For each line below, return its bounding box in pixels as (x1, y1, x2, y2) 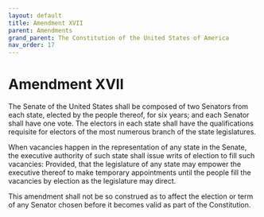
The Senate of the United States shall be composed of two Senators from (8, 102, 249, 111)
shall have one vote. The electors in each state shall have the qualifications (8, 118, 254, 128)
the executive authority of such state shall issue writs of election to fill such (8, 151, 255, 161)
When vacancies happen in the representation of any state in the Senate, (8, 142, 247, 152)
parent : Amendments (8, 26, 73, 34)
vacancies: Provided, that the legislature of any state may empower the (8, 160, 241, 169)
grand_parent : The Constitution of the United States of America (8, 33, 229, 42)
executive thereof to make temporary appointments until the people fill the (8, 168, 252, 177)
